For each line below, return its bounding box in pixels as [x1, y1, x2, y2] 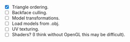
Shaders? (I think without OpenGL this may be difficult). [11, 32, 125, 38]
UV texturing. [11, 26, 39, 32]
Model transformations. [11, 15, 60, 21]
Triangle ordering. [11, 4, 49, 10]
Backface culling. [11, 10, 48, 16]
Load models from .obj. [11, 21, 60, 26]
